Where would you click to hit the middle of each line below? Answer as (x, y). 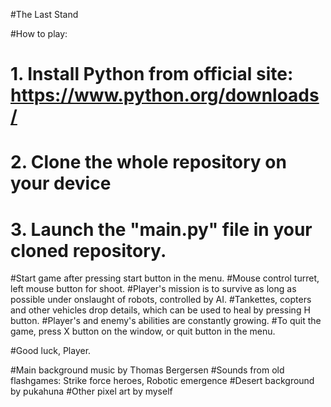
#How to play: (39, 33)
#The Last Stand (44, 14)
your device (61, 183)
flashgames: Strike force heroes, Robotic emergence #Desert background (162, 381)
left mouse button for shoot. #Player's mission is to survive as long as (153, 289)
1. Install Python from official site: (152, 74)
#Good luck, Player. (51, 351)
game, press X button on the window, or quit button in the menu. (143, 331)
